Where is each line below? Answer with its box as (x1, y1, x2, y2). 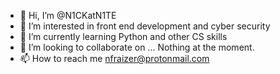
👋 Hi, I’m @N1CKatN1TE (19, 10, 117, 21)
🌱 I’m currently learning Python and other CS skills (19, 31, 228, 42)
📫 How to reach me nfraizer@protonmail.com (19, 53, 210, 64)
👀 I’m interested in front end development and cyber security (19, 20, 271, 32)
